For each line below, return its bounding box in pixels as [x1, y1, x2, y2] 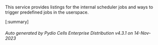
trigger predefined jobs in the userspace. [5, 9, 89, 15]
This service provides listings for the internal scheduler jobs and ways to [5, 4, 154, 10]
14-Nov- [134, 30, 151, 36]
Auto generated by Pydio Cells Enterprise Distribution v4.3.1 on [5, 30, 133, 36]
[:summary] [5, 19, 29, 24]
